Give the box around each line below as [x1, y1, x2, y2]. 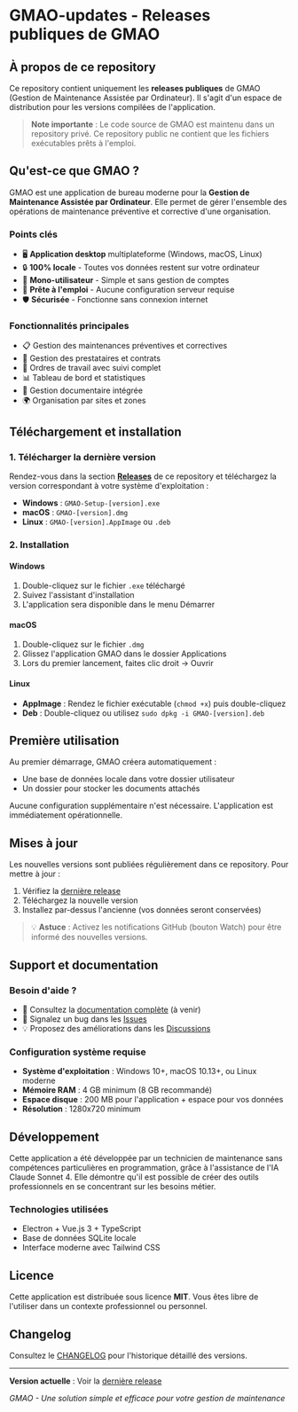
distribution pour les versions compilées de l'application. [9, 102, 216, 112]
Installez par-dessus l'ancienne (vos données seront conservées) [21, 905, 262, 915]
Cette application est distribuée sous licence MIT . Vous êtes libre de [9, 1291, 259, 1302]
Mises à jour [9, 835, 78, 851]
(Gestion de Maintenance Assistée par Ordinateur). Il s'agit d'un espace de [9, 92, 282, 103]
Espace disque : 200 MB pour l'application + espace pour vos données [21, 1094, 284, 1105]
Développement [9, 1129, 100, 1144]
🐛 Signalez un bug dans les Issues [21, 1013, 148, 1024]
